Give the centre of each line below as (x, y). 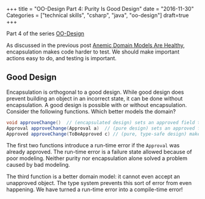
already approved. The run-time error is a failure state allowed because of (99, 152)
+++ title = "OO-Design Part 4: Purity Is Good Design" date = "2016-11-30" (100, 9)
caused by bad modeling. (38, 165)
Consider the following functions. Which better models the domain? (91, 111)
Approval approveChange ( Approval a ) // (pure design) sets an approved (101, 128)
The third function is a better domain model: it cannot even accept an (93, 176)
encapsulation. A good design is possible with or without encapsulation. (97, 105)
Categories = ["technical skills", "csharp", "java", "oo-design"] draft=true (98, 15)
